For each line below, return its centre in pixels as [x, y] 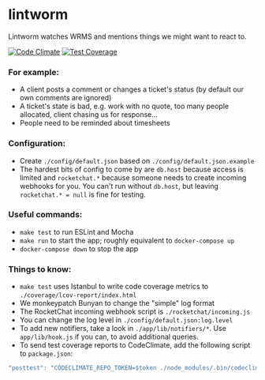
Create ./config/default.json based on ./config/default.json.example [137, 160]
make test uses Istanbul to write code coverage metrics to [114, 287]
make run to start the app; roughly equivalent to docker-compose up [127, 240]
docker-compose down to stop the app [79, 248]
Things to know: [40, 269]
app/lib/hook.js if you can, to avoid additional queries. [109, 337]
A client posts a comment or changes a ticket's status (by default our [132, 89]
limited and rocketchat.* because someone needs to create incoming [133, 177]
